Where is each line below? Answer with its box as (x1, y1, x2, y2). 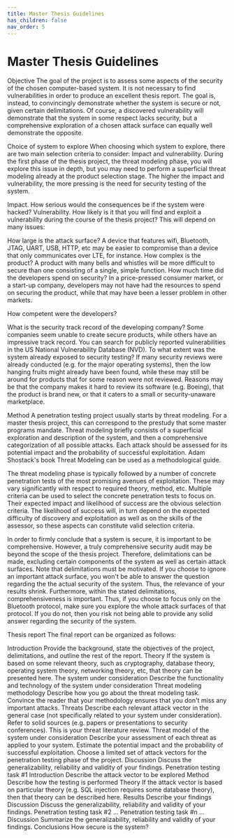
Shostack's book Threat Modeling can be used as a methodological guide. (7, 456, 221, 465)
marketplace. (7, 397, 45, 406)
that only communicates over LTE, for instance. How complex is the (7, 252, 201, 260)
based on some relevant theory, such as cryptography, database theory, (7, 659, 215, 668)
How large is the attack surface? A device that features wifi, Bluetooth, (7, 236, 210, 245)
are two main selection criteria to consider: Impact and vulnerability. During (7, 150, 224, 158)
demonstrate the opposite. (7, 129, 84, 137)
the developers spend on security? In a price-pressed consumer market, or (7, 274, 224, 282)
